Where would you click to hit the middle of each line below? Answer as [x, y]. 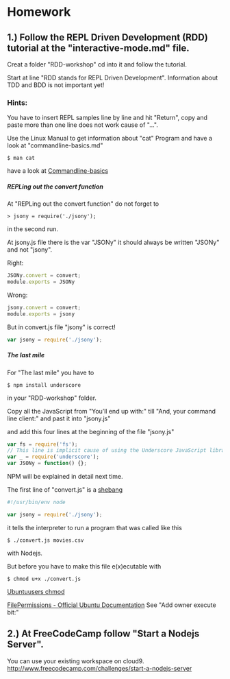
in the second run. [33, 229]
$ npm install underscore [44, 385]
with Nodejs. [25, 553]
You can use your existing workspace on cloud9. [76, 661]
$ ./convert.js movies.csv [46, 540]
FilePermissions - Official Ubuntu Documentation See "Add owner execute [112, 605]
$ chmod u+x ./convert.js [44, 579]
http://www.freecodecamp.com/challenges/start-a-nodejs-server [100, 668]
